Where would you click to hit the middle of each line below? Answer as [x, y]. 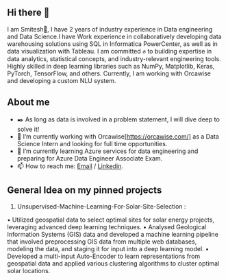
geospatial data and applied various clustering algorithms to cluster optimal [113, 264]
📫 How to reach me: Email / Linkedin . [70, 166]
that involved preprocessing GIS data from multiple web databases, [102, 242]
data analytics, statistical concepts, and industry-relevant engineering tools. [114, 58]
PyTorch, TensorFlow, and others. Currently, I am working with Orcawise [109, 73]
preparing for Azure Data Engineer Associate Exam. [90, 158]
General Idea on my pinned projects [85, 190]
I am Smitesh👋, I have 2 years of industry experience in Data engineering [110, 29]
